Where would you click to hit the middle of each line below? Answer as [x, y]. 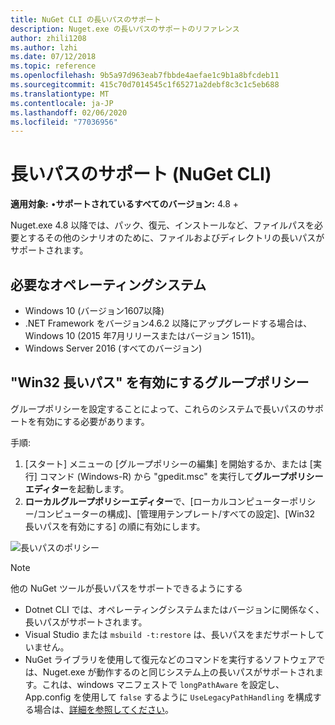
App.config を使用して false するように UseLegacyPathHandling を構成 [168, 697]
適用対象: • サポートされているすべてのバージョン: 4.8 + [125, 204]
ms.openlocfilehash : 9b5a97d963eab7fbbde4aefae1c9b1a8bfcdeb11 [145, 76]
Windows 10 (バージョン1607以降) [94, 310]
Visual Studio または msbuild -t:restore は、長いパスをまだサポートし [170, 634]
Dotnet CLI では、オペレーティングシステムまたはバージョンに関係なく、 [174, 609]
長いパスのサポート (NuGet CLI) [141, 174]
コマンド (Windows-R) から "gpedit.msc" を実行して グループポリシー [181, 476]
